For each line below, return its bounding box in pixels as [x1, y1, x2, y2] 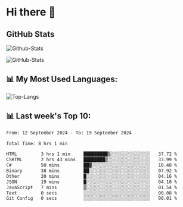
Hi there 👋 [6, 5, 55, 19]
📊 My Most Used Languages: [6, 74, 118, 84]
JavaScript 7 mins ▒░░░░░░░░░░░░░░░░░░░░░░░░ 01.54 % [6, 184, 178, 190]
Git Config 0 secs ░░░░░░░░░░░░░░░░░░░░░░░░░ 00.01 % [6, 196, 178, 202]
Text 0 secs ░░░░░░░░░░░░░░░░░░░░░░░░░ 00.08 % [6, 190, 178, 196]
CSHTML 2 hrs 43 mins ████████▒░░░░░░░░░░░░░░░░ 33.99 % [6, 157, 178, 163]
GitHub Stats [6, 29, 55, 39]
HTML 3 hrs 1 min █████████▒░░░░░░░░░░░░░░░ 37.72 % [6, 151, 178, 157]
